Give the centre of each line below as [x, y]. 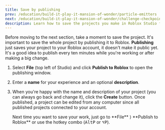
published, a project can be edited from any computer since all [76, 102]
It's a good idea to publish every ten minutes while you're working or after [80, 53]
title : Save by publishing [33, 10]
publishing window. [32, 73]
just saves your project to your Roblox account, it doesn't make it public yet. [82, 48]
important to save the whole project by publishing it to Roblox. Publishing [79, 43]
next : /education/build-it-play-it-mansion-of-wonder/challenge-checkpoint [84, 19]
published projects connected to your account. [59, 107]
